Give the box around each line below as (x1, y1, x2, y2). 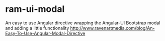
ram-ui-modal (5, 3, 65, 15)
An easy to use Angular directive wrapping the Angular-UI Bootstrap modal (5, 20, 160, 26)
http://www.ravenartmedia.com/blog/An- (70, 25, 155, 31)
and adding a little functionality (5, 25, 69, 31)
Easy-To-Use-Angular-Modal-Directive (5, 30, 86, 36)
